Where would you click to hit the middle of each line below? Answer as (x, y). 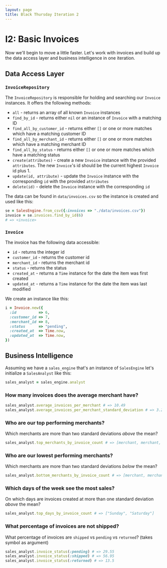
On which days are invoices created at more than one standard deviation (80, 499)
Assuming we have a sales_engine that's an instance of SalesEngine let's (80, 368)
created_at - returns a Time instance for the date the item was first (80, 273)
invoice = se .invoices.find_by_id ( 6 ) (44, 215)
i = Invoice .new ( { (24, 308)
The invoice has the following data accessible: (52, 243)
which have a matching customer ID (49, 134)
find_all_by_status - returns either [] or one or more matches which (83, 149)
